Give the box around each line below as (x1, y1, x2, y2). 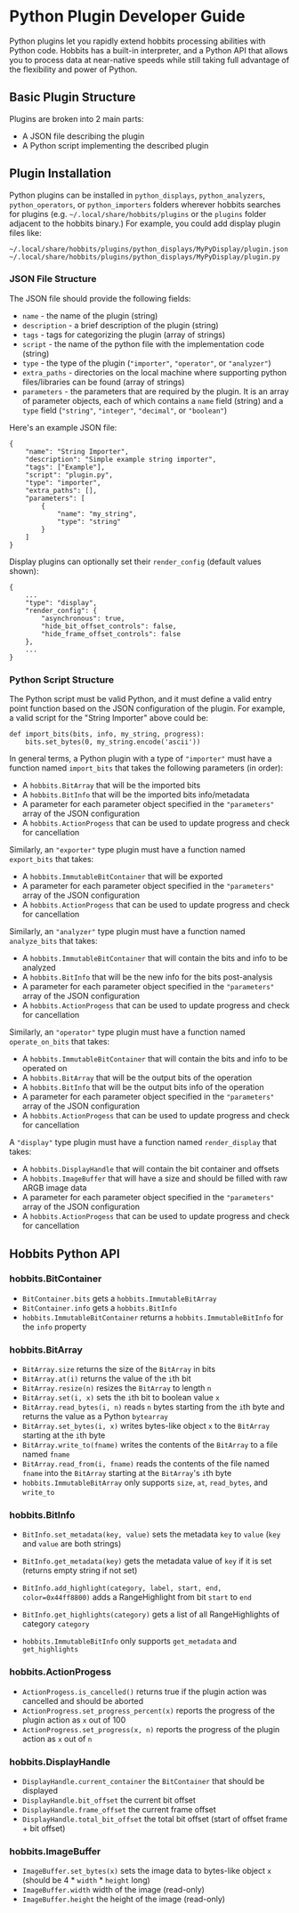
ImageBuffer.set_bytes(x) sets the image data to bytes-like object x (21, 1866, 271, 1877)
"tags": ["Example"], (25, 463, 105, 472)
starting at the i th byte (21, 1430, 106, 1441)
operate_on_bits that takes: (9, 1037, 110, 1047)
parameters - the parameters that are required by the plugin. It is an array (21, 385, 289, 397)
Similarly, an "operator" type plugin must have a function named (9, 1027, 246, 1037)
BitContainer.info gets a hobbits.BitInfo (21, 1302, 178, 1313)
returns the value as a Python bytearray (21, 1411, 169, 1422)
